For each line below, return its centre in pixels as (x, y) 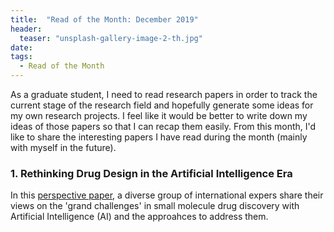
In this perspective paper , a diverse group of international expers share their (167, 195)
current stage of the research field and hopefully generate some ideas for (162, 105)
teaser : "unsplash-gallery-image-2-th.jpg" (111, 38)
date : (21, 47)
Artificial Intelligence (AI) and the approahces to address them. (139, 217)
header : (26, 29)
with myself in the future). (63, 147)
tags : (21, 57)
